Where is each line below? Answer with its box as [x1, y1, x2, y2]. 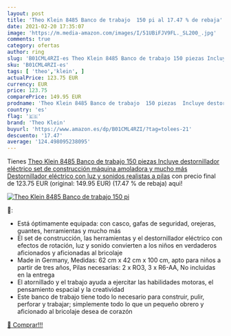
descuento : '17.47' [7, 132, 63, 139]
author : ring [7, 49, 45, 56]
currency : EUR [7, 81, 48, 88]
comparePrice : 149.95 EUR [7, 94, 81, 101]
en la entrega [16, 270, 55, 279]
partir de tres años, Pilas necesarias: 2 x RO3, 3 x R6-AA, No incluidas [16, 264, 216, 272]
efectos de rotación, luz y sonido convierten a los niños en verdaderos [16, 241, 217, 250]
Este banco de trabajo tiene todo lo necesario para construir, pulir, [16, 293, 205, 301]
